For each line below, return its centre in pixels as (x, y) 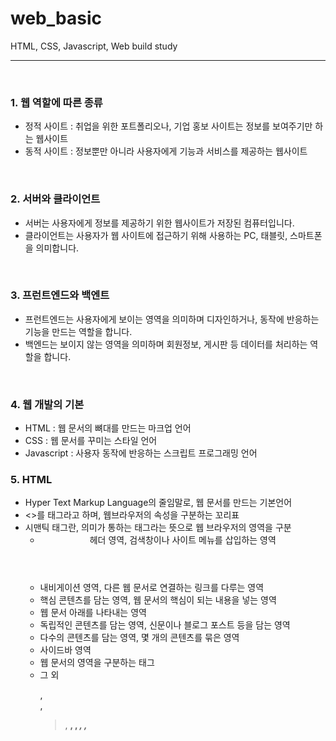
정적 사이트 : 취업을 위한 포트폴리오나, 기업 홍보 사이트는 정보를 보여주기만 (168, 126)
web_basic (56, 18)
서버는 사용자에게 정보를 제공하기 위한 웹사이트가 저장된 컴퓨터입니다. (159, 223)
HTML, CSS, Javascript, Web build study (94, 46)
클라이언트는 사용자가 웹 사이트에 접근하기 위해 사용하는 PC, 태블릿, (156, 235)
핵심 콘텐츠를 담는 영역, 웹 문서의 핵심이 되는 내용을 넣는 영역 (158, 600)
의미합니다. (57, 248)
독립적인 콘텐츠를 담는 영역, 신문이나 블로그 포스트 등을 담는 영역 (165, 625)
